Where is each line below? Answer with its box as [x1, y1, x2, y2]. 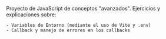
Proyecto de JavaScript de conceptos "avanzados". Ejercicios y [6, 5, 161, 12]
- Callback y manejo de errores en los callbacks [6, 27, 131, 33]
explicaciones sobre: [6, 11, 57, 18]
